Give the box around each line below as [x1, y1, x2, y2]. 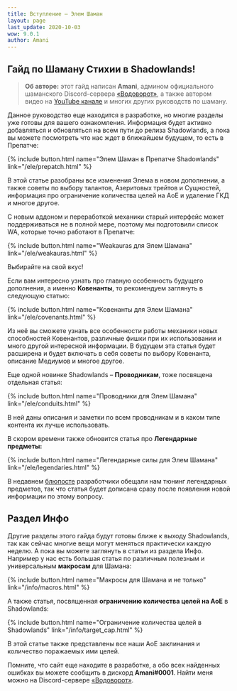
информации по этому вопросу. [7, 491, 104, 501]
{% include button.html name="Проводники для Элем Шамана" [7, 391, 197, 400]
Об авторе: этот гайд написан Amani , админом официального [24, 82, 214, 90]
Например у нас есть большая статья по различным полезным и [7, 554, 205, 562]
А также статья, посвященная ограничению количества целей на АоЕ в [7, 597, 228, 605]
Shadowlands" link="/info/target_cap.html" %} [7, 626, 143, 634]
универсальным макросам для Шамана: [7, 562, 132, 570]
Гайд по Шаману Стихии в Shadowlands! [7, 63, 196, 75]
